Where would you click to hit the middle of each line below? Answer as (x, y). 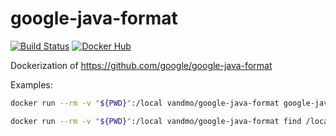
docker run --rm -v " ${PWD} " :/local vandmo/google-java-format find (156, 121)
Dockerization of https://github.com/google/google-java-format (141, 65)
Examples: (31, 84)
